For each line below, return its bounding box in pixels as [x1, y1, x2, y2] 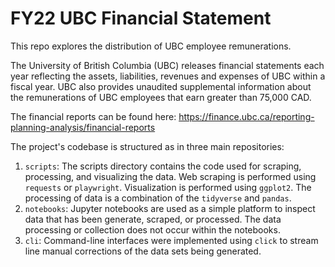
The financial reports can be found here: [10, 110, 177, 122]
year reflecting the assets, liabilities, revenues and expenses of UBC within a [10, 70, 326, 82]
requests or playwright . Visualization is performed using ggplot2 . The [24, 181, 312, 193]
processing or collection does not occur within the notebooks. [24, 223, 281, 236]
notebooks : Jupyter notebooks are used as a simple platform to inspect [24, 202, 316, 214]
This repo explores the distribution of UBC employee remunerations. [10, 40, 292, 52]
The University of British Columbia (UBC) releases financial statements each [10, 59, 325, 71]
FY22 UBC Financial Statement [10, 7, 272, 30]
